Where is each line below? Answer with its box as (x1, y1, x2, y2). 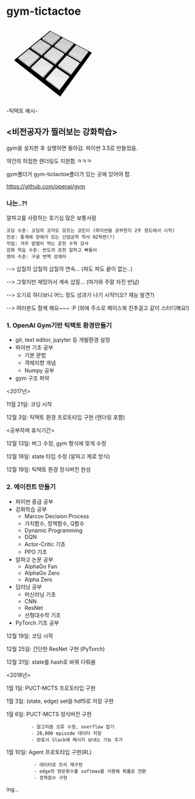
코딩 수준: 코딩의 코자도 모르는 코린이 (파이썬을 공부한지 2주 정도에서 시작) (6, 228, 175, 234)
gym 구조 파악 (15, 374, 50, 382)
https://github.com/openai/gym (6, 182, 86, 190)
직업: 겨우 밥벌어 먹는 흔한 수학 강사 (6, 241, 89, 247)
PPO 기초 (24, 548, 47, 555)
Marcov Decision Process (24, 512, 90, 520)
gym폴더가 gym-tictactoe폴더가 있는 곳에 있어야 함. (6, 170, 132, 177)
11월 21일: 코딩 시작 (6, 401, 52, 408)
